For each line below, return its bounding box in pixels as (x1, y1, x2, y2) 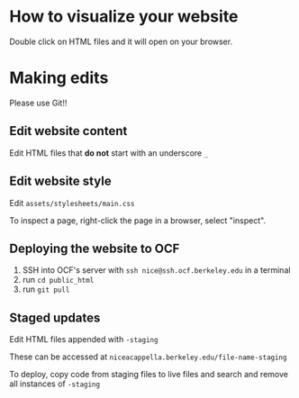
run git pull (22, 284, 70, 294)
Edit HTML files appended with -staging (9, 334, 159, 345)
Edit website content (9, 123, 128, 139)
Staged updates (9, 310, 101, 325)
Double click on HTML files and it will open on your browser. (9, 36, 232, 47)
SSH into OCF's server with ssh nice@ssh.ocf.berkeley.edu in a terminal (22, 265, 291, 276)
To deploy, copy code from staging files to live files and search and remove (9, 369, 288, 380)
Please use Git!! (9, 97, 68, 108)
